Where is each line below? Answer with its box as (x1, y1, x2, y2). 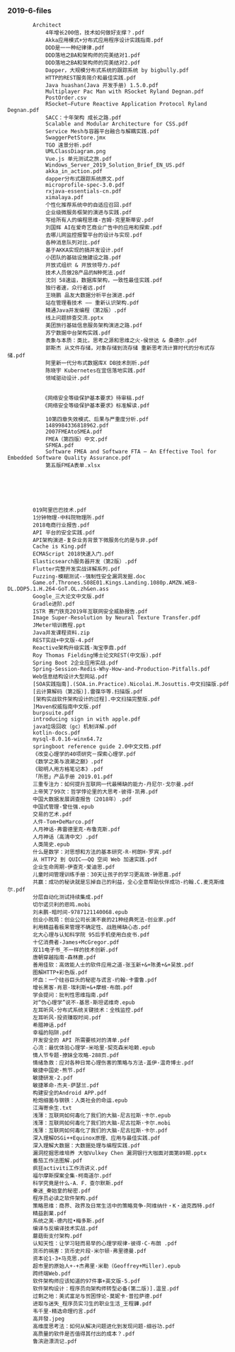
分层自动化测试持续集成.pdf (33, 894, 104, 901)
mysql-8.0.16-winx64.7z (33, 736, 103, 743)
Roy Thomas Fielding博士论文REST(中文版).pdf (33, 652, 162, 659)
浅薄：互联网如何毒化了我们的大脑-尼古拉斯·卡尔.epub (33, 1112, 171, 1120)
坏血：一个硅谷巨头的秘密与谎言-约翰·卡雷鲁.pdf (33, 976, 158, 984)
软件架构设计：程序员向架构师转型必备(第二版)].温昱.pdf (33, 1285, 180, 1292)
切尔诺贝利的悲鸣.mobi (33, 901, 91, 908)
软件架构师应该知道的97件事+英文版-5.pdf (33, 1278, 141, 1285)
